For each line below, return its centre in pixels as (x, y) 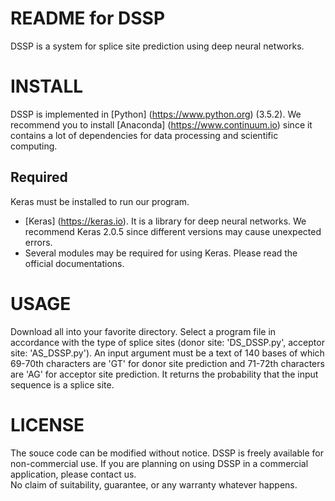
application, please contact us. (73, 474)
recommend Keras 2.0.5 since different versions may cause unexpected (173, 231)
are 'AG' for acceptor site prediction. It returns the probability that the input (164, 374)
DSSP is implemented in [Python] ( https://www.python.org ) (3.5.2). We (156, 114)
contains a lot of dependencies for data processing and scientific (144, 135)
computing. (34, 146)
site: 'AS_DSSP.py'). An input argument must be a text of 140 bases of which (167, 353)
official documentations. (74, 263)
